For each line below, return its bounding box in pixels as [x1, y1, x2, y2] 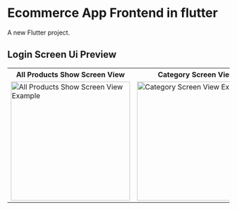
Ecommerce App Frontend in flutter [7, 5, 219, 21]
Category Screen [157, 69, 217, 79]
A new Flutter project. [7, 28, 71, 37]
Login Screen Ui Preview [7, 49, 117, 61]
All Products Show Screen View [16, 69, 126, 79]
